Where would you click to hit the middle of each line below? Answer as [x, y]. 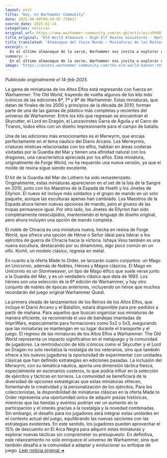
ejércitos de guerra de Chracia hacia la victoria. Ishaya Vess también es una [83, 240]
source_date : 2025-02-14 [31, 24]
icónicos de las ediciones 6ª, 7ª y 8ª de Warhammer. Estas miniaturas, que [82, 100]
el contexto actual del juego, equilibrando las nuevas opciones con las [77, 419]
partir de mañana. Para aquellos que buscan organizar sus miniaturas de [80, 313]
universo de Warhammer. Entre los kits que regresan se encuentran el [77, 116]
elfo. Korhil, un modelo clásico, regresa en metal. [55, 251]
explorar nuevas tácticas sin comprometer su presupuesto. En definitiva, [79, 435]
